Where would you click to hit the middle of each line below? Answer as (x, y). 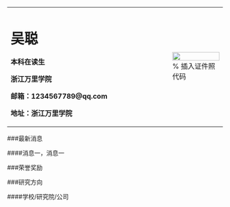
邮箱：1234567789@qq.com (59, 97)
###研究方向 (25, 182)
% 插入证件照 (194, 66)
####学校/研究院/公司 (38, 197)
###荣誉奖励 (25, 168)
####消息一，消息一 (36, 153)
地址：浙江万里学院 (42, 114)
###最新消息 (25, 138)
